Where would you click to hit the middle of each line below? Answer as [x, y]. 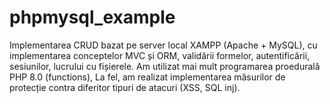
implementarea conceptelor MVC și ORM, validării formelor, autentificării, [160, 55]
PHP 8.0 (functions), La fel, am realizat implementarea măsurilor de [147, 77]
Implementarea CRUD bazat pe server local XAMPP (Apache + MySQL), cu [163, 45]
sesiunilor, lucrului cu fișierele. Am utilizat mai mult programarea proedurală [165, 66]
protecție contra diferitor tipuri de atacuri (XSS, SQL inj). [125, 87]
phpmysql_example [92, 17]
